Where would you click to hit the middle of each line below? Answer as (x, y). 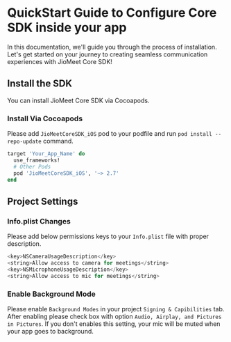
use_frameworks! (37, 160)
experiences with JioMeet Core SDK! (60, 61)
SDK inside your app (67, 28)
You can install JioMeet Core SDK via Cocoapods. (79, 100)
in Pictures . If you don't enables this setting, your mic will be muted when (114, 324)
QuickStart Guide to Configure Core (112, 13)
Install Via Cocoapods (45, 118)
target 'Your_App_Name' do (46, 154)
